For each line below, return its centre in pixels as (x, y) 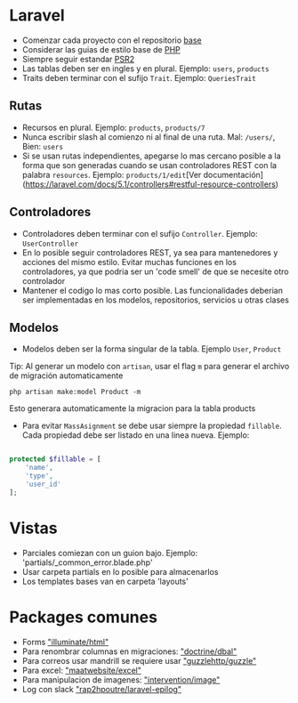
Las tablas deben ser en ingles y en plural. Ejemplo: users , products (145, 69)
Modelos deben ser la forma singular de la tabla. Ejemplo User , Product (152, 349)
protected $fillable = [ (55, 459)
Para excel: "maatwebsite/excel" (82, 670)
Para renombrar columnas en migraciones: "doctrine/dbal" (129, 651)
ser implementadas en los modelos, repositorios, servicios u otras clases (155, 300)
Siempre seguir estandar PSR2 (78, 59)
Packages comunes (84, 617)
